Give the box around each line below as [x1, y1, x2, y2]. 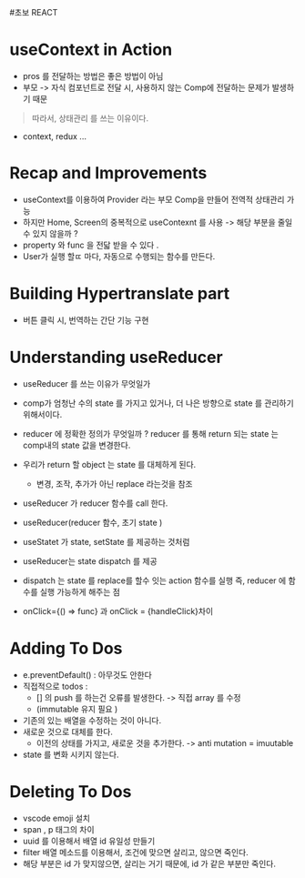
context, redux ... [22, 130, 86, 142]
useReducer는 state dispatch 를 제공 [22, 555, 158, 566]
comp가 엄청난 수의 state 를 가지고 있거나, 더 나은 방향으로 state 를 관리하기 [22, 398, 294, 409]
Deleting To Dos [9, 781, 132, 802]
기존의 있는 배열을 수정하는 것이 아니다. [22, 714, 162, 725]
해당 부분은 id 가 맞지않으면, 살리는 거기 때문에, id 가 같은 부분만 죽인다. [22, 858, 276, 869]
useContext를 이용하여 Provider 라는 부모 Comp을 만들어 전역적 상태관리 [22, 194, 285, 205]
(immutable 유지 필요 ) [36, 703, 118, 714]
